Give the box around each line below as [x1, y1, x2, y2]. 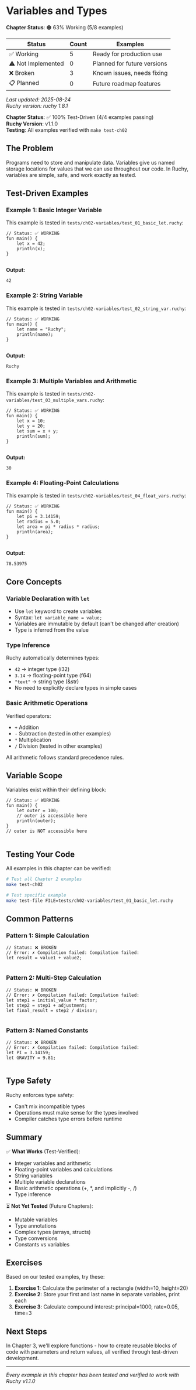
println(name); [16, 331, 54, 338]
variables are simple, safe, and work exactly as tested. [6, 171, 137, 178]
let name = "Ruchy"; [16, 326, 66, 332]
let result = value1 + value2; [6, 955, 82, 961]
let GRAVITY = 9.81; [6, 1055, 57, 1061]
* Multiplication [14, 736, 51, 743]
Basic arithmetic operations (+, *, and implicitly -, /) [14, 1184, 137, 1191]
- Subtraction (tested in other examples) [14, 730, 111, 737]
